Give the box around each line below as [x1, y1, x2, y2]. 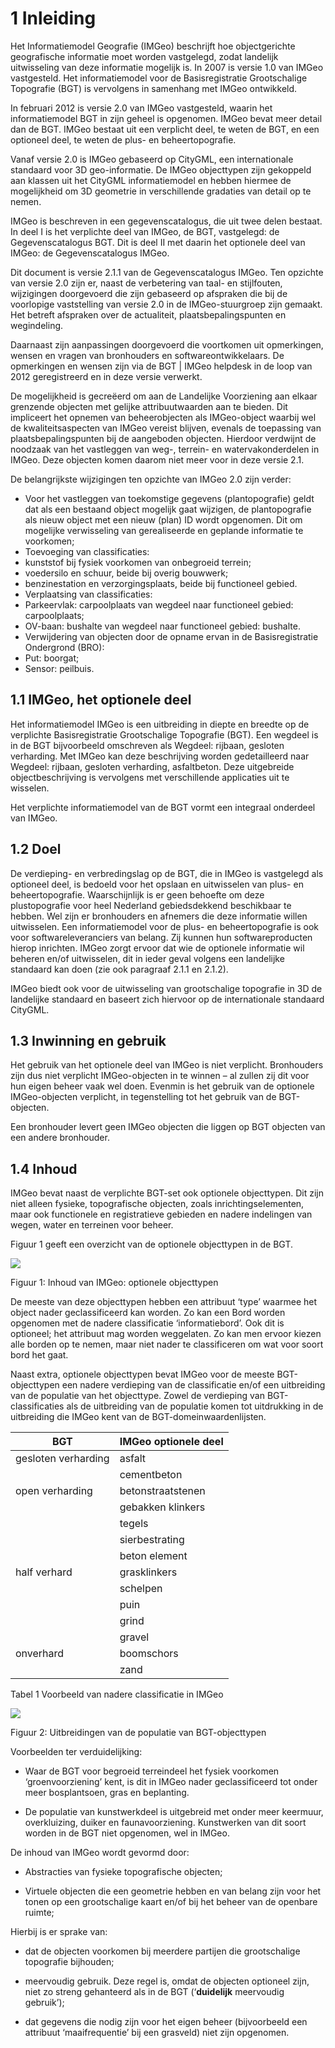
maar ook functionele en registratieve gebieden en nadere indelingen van [10, 1208, 313, 1221]
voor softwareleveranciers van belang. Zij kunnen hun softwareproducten [10, 931, 313, 943]
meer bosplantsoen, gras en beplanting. [24, 1787, 190, 1799]
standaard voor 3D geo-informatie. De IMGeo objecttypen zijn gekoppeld [10, 163, 312, 176]
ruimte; [24, 1907, 55, 1919]
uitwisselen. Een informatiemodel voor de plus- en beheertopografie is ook [10, 920, 319, 932]
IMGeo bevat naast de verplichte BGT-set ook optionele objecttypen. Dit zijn [10, 1187, 324, 1199]
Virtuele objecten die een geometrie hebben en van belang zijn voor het [24, 1885, 322, 1897]
